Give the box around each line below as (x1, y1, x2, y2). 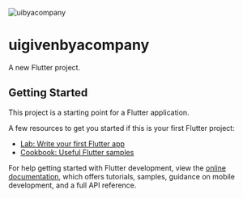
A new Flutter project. (8, 62, 81, 72)
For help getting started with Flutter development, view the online (8, 162, 227, 173)
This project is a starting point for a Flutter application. (8, 107, 190, 117)
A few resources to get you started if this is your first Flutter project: (8, 123, 235, 133)
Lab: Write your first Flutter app (19, 138, 126, 149)
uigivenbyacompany (8, 36, 150, 54)
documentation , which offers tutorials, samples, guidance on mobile (8, 171, 235, 181)
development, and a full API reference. (8, 180, 137, 190)
